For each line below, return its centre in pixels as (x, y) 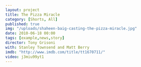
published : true (22, 24)
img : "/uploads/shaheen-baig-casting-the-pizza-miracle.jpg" (71, 29)
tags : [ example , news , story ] (35, 38)
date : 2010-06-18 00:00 (30, 33)
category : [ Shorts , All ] (31, 19)
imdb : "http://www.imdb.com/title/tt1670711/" (55, 52)
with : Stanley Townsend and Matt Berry (47, 47)
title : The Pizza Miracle (32, 15)
